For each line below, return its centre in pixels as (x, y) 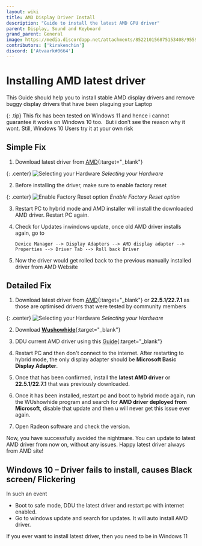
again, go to (30, 233)
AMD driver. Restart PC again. (52, 215)
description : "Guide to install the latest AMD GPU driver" (83, 23)
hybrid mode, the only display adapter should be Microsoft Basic (96, 359)
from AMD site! (25, 451)
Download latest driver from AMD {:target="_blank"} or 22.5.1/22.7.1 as (102, 300)
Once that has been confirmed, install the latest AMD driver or (93, 377)
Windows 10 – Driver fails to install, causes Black (99, 470)
